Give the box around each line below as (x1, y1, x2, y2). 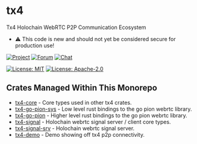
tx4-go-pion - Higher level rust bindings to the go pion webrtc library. (14, 111, 188, 119)
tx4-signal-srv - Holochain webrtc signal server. (14, 125, 135, 132)
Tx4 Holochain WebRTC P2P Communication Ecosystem (6, 24, 146, 31)
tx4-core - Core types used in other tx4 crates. (14, 99, 132, 106)
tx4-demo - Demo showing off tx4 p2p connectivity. (14, 131, 145, 138)
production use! (14, 42, 55, 49)
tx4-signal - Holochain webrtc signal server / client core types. (14, 118, 171, 125)
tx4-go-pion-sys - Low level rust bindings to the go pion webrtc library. (14, 105, 192, 113)
